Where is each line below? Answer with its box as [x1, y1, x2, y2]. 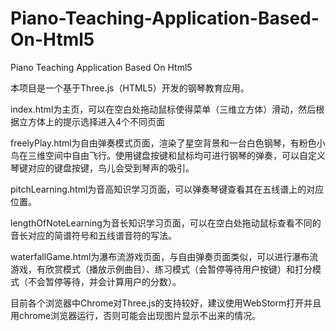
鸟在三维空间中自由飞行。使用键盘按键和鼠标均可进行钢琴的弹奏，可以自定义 [10, 149, 326, 161]
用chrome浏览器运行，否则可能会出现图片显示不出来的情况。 [10, 309, 262, 321]
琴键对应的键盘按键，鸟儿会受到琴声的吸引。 [10, 162, 195, 174]
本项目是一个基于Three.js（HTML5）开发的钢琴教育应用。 [10, 82, 250, 94]
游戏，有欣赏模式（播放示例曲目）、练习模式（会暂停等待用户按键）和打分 [10, 263, 313, 275]
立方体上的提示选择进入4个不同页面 [18, 115, 166, 127]
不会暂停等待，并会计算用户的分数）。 [27, 275, 182, 287]
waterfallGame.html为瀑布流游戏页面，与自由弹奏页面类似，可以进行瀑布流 [10, 250, 319, 262]
